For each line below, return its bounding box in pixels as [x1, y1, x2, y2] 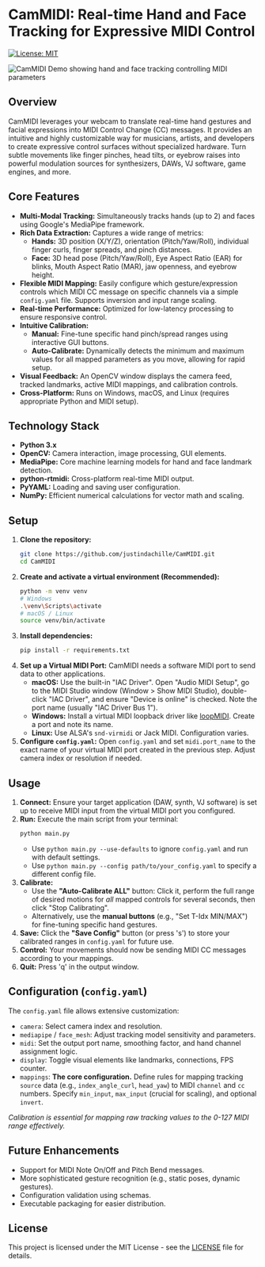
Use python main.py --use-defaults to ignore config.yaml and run [31, 844, 248, 853]
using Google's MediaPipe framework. [19, 220, 145, 229]
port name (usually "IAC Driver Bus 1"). [31, 703, 158, 713]
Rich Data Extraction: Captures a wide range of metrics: [19, 228, 204, 237]
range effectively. [8, 1120, 66, 1131]
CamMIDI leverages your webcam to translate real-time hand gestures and [8, 117, 252, 126]
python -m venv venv [19, 587, 88, 595]
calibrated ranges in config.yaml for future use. [19, 936, 174, 946]
